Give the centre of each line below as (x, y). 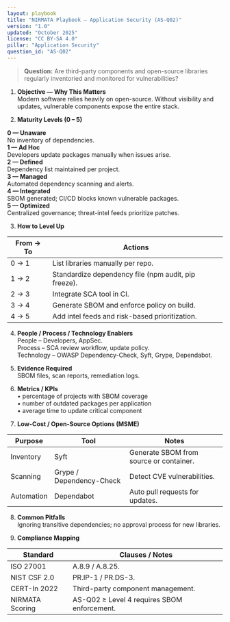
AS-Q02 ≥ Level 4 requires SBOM (128, 599)
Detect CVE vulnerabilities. (172, 476)
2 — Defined (25, 162)
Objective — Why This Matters (61, 91)
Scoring (23, 608)
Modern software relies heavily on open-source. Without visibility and (115, 99)
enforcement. (94, 608)
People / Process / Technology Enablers (75, 333)
